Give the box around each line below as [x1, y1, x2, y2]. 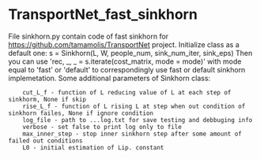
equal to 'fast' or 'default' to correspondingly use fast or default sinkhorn [8, 65, 246, 74]
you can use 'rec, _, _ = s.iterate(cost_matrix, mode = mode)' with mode [8, 57, 242, 66]
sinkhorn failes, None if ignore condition [8, 109, 154, 117]
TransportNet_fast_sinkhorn [8, 6, 198, 24]
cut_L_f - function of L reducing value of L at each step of [22, 88, 232, 96]
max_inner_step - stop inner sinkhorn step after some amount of [22, 130, 243, 138]
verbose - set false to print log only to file [22, 123, 182, 131]
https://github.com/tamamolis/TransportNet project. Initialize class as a [8, 39, 239, 49]
